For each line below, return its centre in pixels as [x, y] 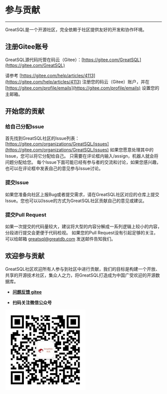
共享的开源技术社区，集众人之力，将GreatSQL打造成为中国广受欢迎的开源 [80, 275]
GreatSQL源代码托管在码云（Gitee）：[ [44, 60]
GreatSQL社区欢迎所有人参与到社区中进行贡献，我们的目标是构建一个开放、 [83, 269]
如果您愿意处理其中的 [132, 150]
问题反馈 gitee [27, 292]
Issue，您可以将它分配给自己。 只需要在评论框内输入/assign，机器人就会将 [82, 156]
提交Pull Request [26, 215]
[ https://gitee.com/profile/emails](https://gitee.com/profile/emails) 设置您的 [82, 88]
